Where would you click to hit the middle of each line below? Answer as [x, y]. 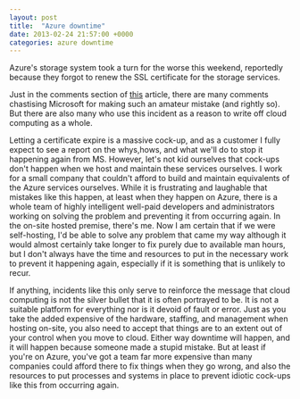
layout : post [33, 17]
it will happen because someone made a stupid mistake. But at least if [137, 347]
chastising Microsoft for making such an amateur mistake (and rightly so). [145, 104]
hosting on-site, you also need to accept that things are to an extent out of [146, 328]
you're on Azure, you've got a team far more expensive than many [131, 357]
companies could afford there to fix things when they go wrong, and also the [150, 366]
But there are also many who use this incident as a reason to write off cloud [148, 113]
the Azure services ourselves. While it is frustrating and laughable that [138, 187]
